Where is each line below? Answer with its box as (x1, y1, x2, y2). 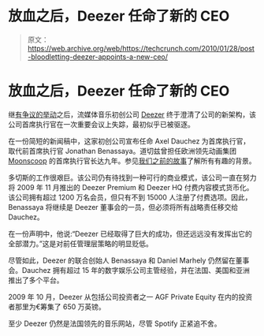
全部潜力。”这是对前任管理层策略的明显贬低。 (8, 238, 154, 248)
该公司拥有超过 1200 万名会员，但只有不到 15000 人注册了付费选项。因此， (8, 192, 252, 202)
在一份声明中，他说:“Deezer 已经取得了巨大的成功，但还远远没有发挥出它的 (8, 229, 252, 238)
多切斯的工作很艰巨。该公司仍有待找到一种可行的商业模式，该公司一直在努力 (8, 173, 257, 182)
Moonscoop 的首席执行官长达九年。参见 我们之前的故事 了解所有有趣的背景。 (8, 155, 256, 166)
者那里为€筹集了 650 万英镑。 (8, 301, 106, 312)
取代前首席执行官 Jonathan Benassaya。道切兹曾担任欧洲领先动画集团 (8, 146, 236, 155)
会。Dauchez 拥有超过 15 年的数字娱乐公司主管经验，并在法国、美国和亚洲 (8, 265, 251, 274)
